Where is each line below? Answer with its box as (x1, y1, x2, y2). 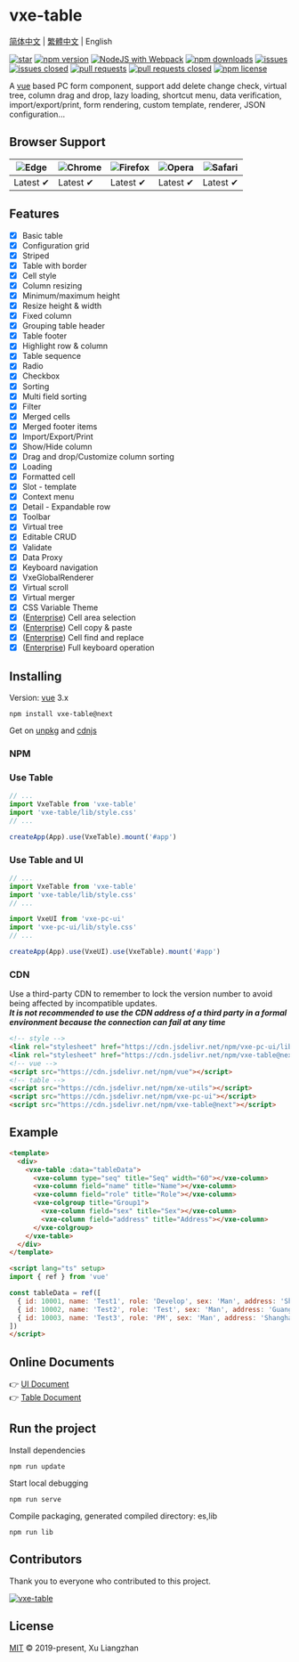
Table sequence (21, 351, 82, 362)
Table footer (21, 330, 68, 341)
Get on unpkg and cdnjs (9, 725, 98, 736)
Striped (21, 250, 50, 261)
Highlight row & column (21, 340, 109, 352)
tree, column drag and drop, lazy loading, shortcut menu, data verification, (9, 90, 282, 101)
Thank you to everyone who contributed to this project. (9, 1576, 212, 1586)
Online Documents (9, 1355, 115, 1370)
